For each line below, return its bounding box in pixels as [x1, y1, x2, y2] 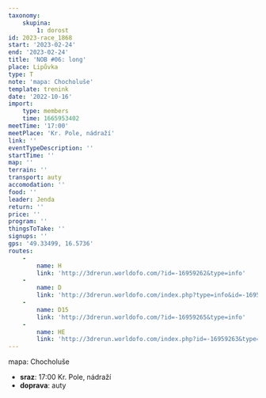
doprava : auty [19, 381, 66, 390]
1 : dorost [36, 26, 69, 34]
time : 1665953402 [22, 115, 80, 123]
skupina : [22, 19, 51, 27]
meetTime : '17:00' [8, 122, 69, 130]
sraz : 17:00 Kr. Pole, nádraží [19, 373, 112, 382]
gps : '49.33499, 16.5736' [8, 240, 93, 248]
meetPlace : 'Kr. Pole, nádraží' [8, 129, 115, 137]
